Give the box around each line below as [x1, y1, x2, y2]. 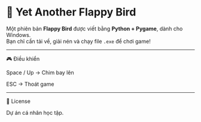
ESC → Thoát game [6, 80, 54, 87]
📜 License [6, 98, 31, 105]
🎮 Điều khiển [6, 55, 40, 62]
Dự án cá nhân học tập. [6, 109, 64, 116]
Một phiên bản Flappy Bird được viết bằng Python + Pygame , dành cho [6, 25, 183, 32]
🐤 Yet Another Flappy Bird [6, 5, 136, 19]
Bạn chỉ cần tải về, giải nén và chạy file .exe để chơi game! [6, 37, 151, 45]
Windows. [6, 31, 31, 38]
